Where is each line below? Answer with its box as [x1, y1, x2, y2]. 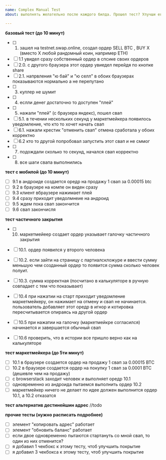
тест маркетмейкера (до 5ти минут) [5, 349, 84, 355]
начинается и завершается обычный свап [12, 325, 101, 330]
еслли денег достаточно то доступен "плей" [19, 99, 114, 105]
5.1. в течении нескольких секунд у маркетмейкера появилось [18, 116, 152, 122]
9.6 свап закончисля [12, 206, 56, 212]
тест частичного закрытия [5, 216, 63, 222]
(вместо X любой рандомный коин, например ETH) [19, 50, 128, 56]
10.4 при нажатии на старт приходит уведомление [18, 293, 125, 299]
